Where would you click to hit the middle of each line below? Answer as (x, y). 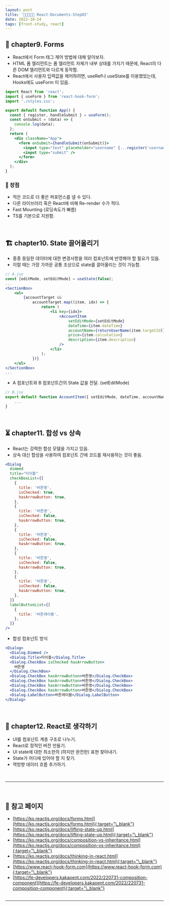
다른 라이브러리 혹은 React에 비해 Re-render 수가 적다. (66, 203)
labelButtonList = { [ (30, 605)
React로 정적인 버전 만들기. (39, 746)
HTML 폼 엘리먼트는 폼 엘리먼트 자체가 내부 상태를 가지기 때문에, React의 (84, 63)
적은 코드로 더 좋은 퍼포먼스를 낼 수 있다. (52, 197)
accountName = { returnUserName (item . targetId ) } (117, 331)
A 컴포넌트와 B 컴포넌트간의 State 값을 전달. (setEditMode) (71, 383)
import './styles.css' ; (30, 101)
